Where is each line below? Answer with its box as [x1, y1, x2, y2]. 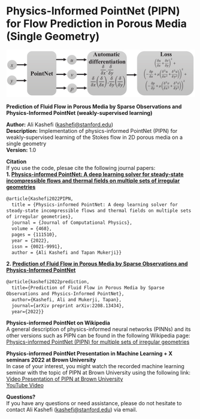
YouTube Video [6, 381, 44, 388]
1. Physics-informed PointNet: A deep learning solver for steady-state [6, 171, 184, 178]
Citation [6, 157, 27, 165]
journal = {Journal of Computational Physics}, [11, 220, 133, 226]
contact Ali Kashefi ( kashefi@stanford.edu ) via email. [6, 406, 138, 413]
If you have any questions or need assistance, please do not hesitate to [6, 399, 182, 406]
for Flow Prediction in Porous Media [6, 17, 187, 31]
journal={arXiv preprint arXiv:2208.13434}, [11, 302, 125, 309]
